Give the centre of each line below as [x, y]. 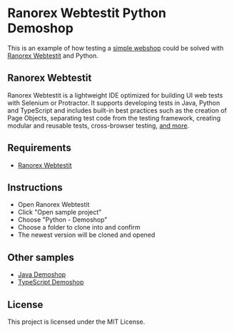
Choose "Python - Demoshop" [62, 220]
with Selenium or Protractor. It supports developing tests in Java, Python [114, 103]
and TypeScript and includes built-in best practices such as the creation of [117, 110]
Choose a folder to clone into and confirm [79, 227]
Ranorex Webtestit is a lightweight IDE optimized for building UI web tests [115, 95]
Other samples [41, 257]
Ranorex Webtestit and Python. [53, 56]
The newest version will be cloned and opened [86, 235]
